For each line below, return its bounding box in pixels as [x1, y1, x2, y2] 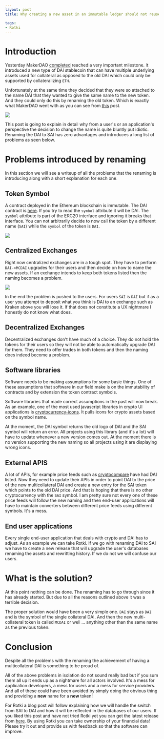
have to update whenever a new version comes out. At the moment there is [5, 434, 156, 440]
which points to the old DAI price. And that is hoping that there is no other [5, 487, 153, 493]
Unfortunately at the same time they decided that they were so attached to [5, 87, 155, 93]
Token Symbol [5, 189, 50, 198]
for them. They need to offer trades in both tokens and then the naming [5, 347, 148, 352]
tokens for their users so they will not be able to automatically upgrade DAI [5, 341, 155, 347]
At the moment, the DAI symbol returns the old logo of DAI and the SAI [5, 424, 146, 430]
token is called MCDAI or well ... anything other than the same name [24, 619, 158, 625]
